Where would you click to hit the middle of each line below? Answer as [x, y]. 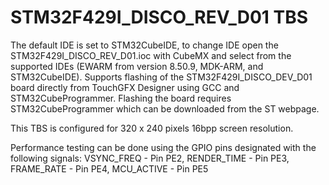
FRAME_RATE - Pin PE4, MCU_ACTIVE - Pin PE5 [109, 168]
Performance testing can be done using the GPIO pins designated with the [163, 147]
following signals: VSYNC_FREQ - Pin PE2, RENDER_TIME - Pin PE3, [150, 158]
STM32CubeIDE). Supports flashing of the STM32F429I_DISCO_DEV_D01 [161, 77]
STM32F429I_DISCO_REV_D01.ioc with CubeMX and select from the [151, 55]
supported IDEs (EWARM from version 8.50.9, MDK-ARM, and [137, 66]
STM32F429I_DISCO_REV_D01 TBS [159, 17]
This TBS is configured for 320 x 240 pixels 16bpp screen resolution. [152, 128]
